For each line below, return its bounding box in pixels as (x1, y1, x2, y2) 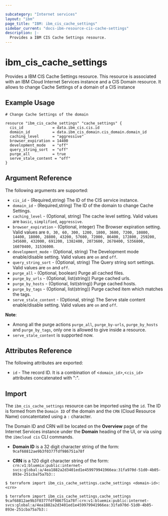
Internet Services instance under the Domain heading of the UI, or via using (5, 429, 162, 435)
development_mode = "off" (10, 143, 69, 148)
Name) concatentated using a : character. (5, 414, 92, 420)
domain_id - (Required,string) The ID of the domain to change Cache (12, 202, 154, 209)
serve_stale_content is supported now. (12, 332, 94, 338)
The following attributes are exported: (5, 360, 83, 366)
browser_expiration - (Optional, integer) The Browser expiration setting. (12, 224, 161, 230)
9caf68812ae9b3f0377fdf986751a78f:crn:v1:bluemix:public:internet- (5, 498, 149, 503)
